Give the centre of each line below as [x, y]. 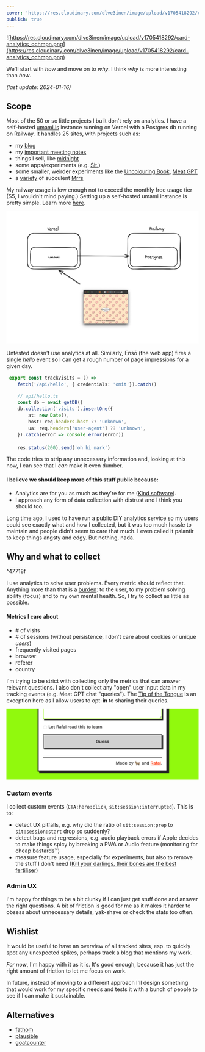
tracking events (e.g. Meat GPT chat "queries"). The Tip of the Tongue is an [101, 694]
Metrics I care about [32, 617]
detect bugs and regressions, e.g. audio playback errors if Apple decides [107, 838]
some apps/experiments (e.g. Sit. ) [58, 165]
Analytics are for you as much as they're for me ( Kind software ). [96, 493]
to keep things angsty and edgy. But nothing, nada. [70, 538]
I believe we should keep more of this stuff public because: [82, 480]
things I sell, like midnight [47, 159]
